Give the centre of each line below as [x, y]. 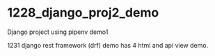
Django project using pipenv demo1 [58, 32]
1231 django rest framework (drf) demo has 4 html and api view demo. [108, 45]
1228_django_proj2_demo [83, 13]
